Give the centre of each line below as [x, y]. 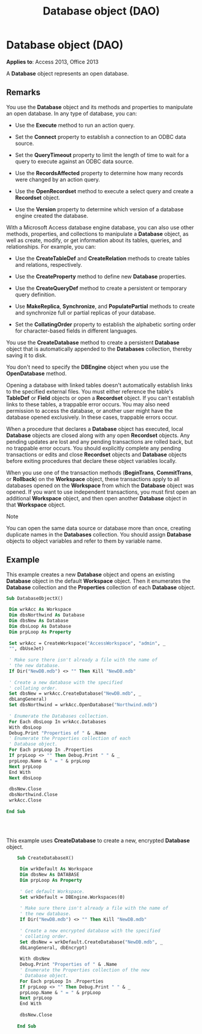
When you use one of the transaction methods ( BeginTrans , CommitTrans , [99, 473]
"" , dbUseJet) [27, 649]
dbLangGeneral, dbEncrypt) [53, 948]
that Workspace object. [36, 505]
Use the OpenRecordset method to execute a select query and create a [104, 191]
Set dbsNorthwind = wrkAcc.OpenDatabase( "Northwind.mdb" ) [83, 705]
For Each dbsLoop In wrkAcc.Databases [58, 722]
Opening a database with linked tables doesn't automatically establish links [99, 385]
